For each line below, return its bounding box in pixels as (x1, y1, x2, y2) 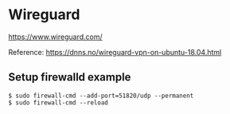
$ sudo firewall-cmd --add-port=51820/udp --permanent (8, 92, 194, 100)
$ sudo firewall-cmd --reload (8, 98, 109, 107)
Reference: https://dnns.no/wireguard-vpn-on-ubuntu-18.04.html (8, 47, 222, 57)
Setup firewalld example (8, 70, 131, 85)
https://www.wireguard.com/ (8, 32, 103, 41)
